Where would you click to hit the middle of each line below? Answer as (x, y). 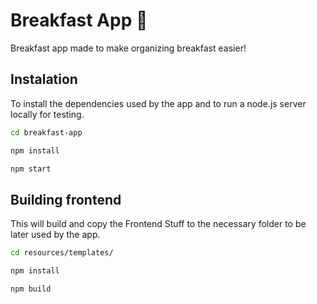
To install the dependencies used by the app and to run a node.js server (158, 103)
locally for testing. (47, 114)
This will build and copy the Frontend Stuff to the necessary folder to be (158, 224)
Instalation (44, 79)
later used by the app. (55, 235)
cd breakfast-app (46, 132)
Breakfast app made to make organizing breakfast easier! (128, 48)
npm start (31, 169)
